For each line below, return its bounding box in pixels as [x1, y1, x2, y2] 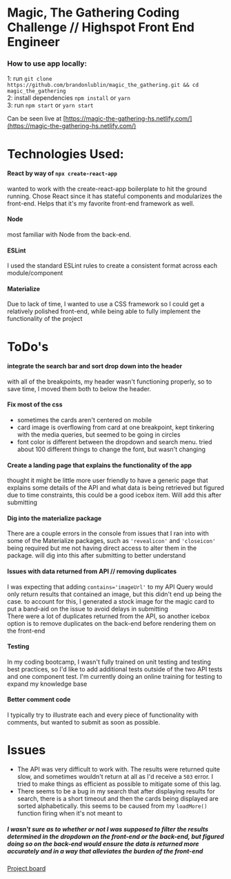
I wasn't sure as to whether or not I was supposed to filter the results [7, 824, 209, 833]
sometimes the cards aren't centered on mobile [17, 416, 152, 424]
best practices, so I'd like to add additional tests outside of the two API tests [7, 664, 223, 673]
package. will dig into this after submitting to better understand [7, 551, 186, 560]
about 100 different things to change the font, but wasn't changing [17, 445, 205, 453]
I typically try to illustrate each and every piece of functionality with [7, 711, 199, 719]
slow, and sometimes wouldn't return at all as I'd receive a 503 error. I [17, 773, 214, 781]
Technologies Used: [7, 146, 124, 161]
